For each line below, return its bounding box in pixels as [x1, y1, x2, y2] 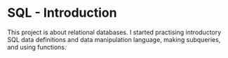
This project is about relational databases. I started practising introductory [7, 28, 222, 36]
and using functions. [7, 43, 67, 51]
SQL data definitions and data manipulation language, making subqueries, [7, 35, 221, 43]
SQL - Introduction [7, 5, 117, 21]
